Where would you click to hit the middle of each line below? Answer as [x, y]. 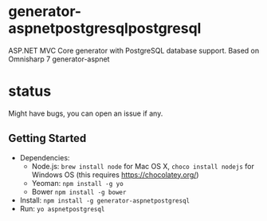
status [30, 91]
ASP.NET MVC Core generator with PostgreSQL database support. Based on [134, 50]
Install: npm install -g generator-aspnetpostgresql [104, 200]
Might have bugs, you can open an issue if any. [86, 113]
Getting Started [47, 138]
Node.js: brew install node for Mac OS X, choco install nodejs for [143, 166]
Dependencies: [45, 157]
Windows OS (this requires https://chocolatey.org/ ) [115, 175]
